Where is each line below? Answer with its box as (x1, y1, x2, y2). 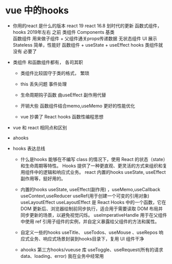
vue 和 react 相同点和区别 (12, 124, 67, 131)
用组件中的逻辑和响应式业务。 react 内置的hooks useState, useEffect (20, 169, 166, 175)
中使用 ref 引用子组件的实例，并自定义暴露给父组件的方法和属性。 (20, 218, 160, 225)
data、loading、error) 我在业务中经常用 (20, 253, 104, 259)
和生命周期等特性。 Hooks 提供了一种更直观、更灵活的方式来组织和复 (20, 163, 167, 169)
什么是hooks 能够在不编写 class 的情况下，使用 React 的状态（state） (20, 156, 166, 162)
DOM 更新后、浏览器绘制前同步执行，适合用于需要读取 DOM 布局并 (20, 206, 163, 212)
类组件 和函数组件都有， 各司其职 (12, 59, 83, 65)
